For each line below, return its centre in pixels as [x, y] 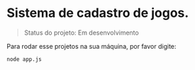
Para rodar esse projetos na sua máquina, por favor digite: [91, 46]
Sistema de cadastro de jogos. [98, 13]
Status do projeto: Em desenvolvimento [81, 33]
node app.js [24, 59]
